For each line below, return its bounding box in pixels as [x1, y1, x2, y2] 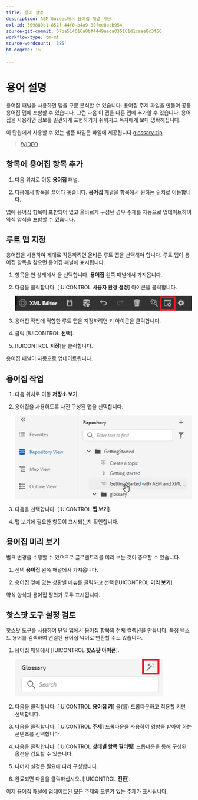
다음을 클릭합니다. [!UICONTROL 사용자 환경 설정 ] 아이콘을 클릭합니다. [14, 284, 177, 291]
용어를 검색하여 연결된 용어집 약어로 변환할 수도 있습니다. [12, 634, 143, 641]
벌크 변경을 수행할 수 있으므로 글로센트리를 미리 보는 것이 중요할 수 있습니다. [6, 554, 181, 561]
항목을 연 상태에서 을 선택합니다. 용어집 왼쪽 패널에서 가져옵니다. [14, 271, 163, 278]
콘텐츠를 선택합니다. [14, 730, 61, 738]
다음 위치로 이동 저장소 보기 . [14, 391, 80, 398]
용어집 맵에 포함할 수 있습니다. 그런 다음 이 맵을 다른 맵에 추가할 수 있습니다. [6, 109, 180, 116]
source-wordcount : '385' [6, 41, 67, 47]
